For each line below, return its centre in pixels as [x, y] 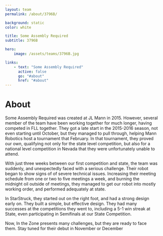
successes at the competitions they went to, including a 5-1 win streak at [78, 209]
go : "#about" [31, 76]
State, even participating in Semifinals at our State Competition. [68, 214]
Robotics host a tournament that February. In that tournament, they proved [79, 139]
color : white [18, 27]
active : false [32, 71]
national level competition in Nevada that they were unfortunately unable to [80, 149]
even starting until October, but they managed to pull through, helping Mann [81, 133]
